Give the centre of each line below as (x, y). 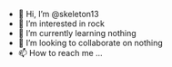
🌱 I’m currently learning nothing (77, 33)
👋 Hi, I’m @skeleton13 (58, 14)
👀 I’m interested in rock (61, 24)
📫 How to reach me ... (60, 53)
